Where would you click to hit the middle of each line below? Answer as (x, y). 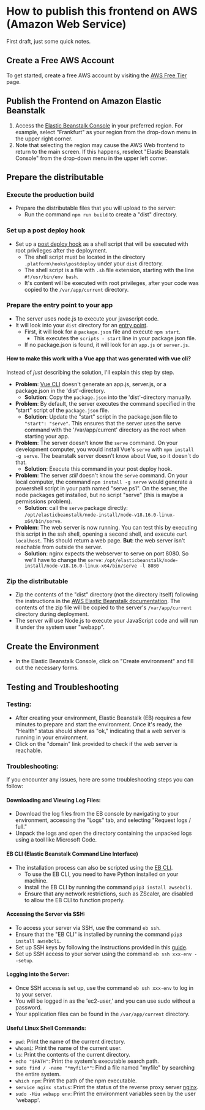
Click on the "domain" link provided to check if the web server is (96, 743)
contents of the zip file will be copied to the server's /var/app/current (103, 607)
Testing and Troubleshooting (63, 687)
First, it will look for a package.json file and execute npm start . (102, 332)
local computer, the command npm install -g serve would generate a (104, 482)
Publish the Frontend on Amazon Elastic (84, 101)
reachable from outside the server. (59, 547)
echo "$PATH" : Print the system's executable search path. (87, 1061)
